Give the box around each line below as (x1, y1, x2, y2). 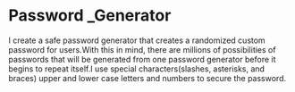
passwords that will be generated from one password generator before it (8, 54, 276, 64)
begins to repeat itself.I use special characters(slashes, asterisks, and (8, 63, 265, 74)
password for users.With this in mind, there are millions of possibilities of (8, 44, 276, 54)
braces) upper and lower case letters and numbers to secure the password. (8, 72, 287, 83)
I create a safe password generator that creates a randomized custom (8, 35, 265, 46)
